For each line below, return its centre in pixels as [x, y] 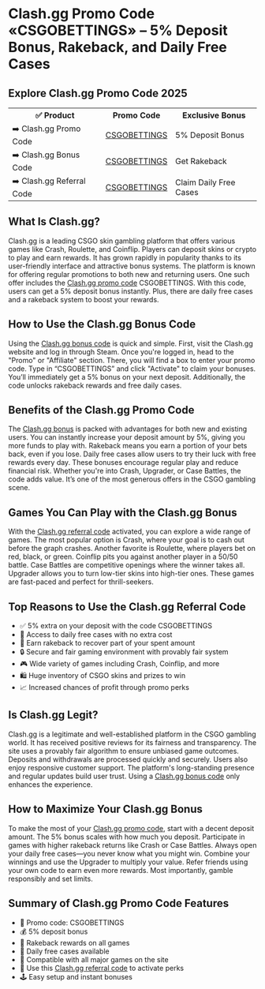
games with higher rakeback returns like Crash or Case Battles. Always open [132, 845]
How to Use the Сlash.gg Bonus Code [102, 324]
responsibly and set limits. [50, 878]
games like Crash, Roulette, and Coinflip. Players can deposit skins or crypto [132, 249]
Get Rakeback [201, 161]
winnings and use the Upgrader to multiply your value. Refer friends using [128, 862]
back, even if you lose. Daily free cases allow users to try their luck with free [132, 454]
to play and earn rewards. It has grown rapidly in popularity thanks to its [125, 257]
